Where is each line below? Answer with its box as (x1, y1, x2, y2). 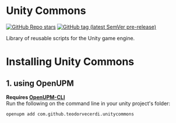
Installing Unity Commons (6, 55, 135, 68)
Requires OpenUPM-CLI (6, 93, 65, 100)
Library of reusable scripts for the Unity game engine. (6, 34, 135, 41)
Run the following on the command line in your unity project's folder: (6, 100, 171, 107)
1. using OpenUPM (6, 78, 74, 88)
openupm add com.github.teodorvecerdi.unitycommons (6, 111, 134, 117)
